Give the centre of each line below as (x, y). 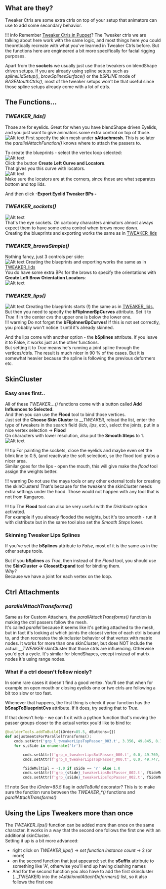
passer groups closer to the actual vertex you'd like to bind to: (68, 723)
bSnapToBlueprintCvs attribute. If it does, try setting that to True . (72, 708)
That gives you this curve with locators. (45, 168)
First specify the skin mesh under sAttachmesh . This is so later (90, 138)
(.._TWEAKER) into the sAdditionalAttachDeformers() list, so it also (80, 877)
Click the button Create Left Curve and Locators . (55, 163)
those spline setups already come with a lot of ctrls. (58, 87)
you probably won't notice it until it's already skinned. (60, 328)
